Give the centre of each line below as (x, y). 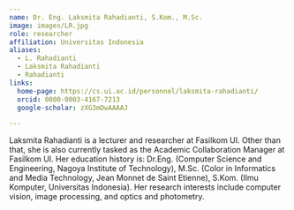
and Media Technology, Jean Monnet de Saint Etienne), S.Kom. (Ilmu (134, 178)
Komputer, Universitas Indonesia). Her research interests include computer (145, 187)
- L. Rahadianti (47, 58)
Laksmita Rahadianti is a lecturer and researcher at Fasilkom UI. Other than (145, 140)
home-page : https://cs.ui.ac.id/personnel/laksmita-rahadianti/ (138, 91)
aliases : (25, 50)
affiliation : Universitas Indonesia (76, 42)
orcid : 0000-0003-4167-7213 (69, 99)
